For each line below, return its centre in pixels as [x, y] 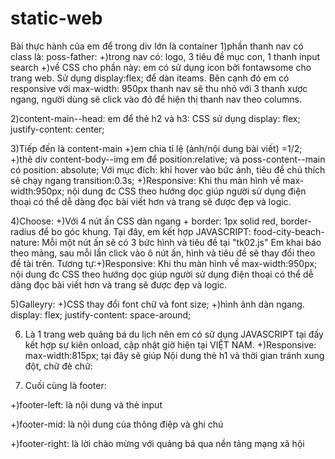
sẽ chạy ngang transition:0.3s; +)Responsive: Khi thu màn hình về [145, 180]
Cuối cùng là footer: [65, 385]
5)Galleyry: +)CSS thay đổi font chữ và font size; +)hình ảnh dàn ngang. [157, 304]
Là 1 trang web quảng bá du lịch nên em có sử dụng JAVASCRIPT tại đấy [174, 334]
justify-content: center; [57, 129]
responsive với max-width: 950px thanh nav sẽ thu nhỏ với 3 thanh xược [159, 88]
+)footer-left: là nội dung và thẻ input [86, 404]
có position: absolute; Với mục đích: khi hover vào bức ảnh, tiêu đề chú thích [168, 169]
